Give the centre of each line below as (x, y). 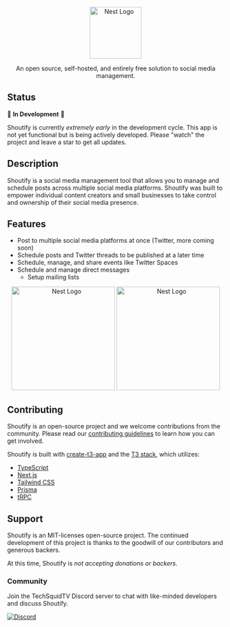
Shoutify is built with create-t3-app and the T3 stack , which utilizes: (103, 455)
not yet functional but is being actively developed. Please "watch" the (106, 135)
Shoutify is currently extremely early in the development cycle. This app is (113, 127)
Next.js (27, 475)
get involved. (25, 441)
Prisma (27, 490)
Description (33, 164)
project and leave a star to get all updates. (67, 142)
